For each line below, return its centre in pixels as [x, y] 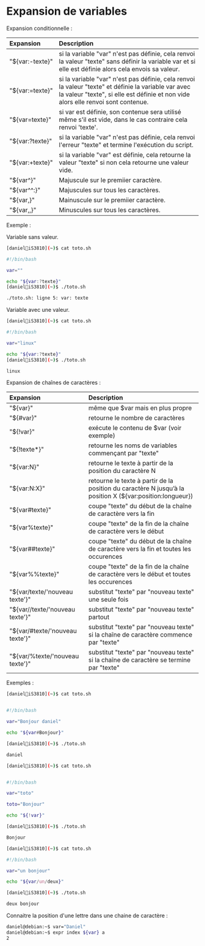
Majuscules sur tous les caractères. [110, 190]
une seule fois [108, 600]
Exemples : [20, 683]
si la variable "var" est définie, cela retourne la [125, 154]
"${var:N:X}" [27, 488]
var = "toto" [20, 793]
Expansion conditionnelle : [39, 28]
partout [99, 617]
